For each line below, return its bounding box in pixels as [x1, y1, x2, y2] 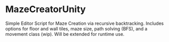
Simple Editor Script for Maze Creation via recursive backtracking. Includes [5, 20, 164, 26]
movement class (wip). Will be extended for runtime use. [5, 31, 124, 37]
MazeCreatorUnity [5, 4, 86, 15]
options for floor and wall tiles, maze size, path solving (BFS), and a [5, 25, 147, 31]
